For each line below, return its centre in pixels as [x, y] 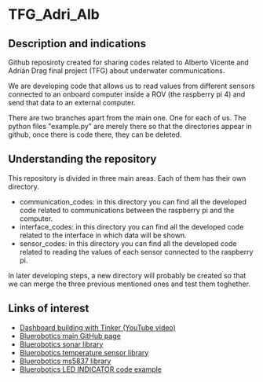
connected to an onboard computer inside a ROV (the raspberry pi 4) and [127, 94]
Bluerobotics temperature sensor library [84, 352]
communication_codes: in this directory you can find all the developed [133, 201]
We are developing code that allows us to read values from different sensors [131, 86]
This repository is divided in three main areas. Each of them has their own [127, 178]
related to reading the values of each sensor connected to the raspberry [136, 252]
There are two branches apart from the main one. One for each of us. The [127, 118]
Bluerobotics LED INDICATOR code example [91, 369]
